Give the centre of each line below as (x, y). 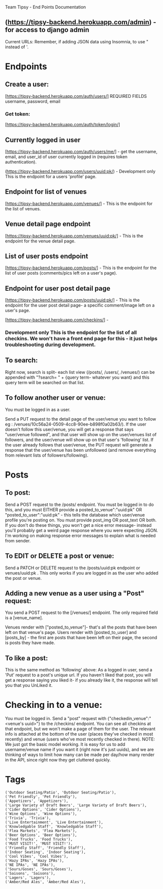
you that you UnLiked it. (29, 685)
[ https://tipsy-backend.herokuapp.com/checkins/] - (57, 320)
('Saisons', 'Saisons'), (30, 873)
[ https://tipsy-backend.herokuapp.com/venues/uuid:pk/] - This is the (74, 236)
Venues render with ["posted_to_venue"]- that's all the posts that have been (81, 627)
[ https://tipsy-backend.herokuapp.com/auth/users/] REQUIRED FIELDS (76, 96)
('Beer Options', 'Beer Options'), (41, 835)
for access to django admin (47, 30)
